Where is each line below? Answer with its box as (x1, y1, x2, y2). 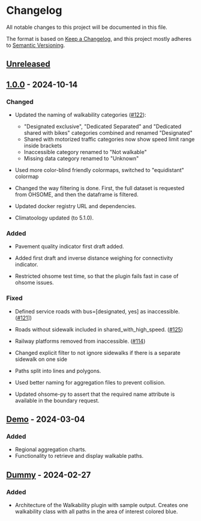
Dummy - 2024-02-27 (6, 470, 91, 480)
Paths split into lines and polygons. (14, 367, 101, 374)
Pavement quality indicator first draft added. (14, 243, 124, 250)
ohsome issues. (14, 279, 54, 286)
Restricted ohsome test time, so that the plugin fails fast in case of (14, 273, 179, 280)
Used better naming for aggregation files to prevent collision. (14, 378, 166, 386)
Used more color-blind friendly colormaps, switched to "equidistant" (14, 167, 184, 174)
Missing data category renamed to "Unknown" (23, 155, 139, 162)
